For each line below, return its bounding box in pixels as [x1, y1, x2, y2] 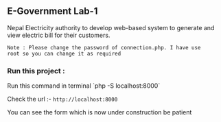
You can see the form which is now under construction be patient [7, 108, 192, 117]
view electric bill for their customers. [7, 31, 110, 39]
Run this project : [7, 66, 65, 75]
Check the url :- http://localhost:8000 [7, 95, 118, 103]
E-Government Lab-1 [7, 5, 98, 17]
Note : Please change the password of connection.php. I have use [7, 44, 201, 51]
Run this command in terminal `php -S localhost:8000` [7, 82, 161, 90]
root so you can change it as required [7, 50, 121, 57]
